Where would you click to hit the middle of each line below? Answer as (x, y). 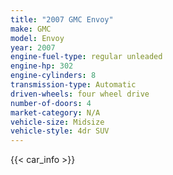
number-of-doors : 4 (51, 103)
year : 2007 (33, 47)
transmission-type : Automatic (73, 85)
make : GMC (31, 29)
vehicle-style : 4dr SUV (60, 131)
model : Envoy (37, 38)
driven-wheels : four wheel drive (80, 94)
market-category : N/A (55, 112)
